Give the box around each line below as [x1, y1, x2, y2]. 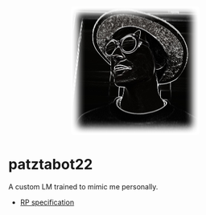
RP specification [19, 197, 75, 207]
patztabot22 [8, 156, 93, 174]
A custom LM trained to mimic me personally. [8, 181, 159, 191]
